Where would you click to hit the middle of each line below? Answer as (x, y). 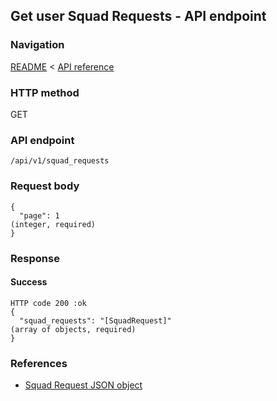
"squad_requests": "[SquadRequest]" (95, 320)
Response (35, 258)
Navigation (37, 45)
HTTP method (45, 92)
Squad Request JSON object (83, 385)
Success (29, 282)
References (39, 363)
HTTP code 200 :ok (48, 303)
